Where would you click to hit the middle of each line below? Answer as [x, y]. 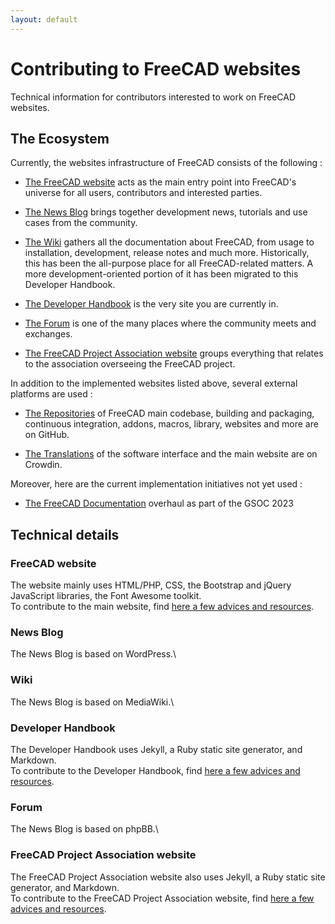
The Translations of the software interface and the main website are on [171, 454]
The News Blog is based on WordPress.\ [93, 654]
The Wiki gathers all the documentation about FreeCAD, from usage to [169, 242]
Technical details [65, 534]
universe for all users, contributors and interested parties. [143, 193]
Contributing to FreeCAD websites [156, 68]
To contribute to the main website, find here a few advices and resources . [162, 607]
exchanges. [48, 334]
